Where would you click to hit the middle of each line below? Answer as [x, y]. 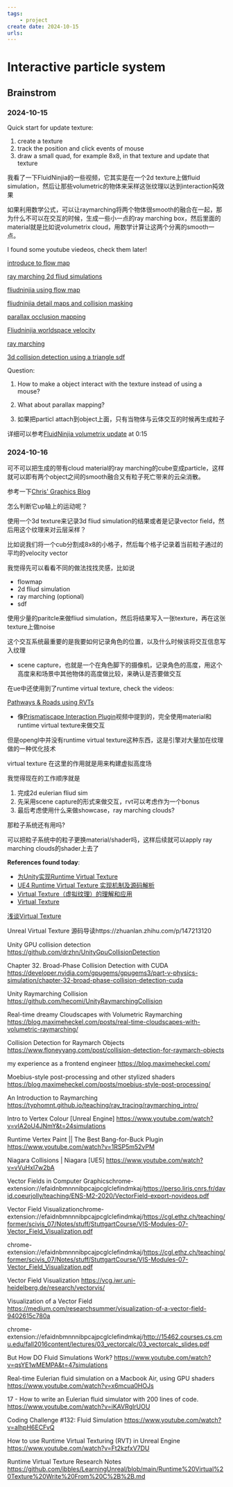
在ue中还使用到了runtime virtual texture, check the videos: [91, 688]
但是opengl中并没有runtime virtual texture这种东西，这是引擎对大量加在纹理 [115, 740]
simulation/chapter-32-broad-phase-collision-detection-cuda [95, 980]
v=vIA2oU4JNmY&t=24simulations [57, 1126]
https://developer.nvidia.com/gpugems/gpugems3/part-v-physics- [103, 973]
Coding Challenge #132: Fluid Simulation [65, 1420]
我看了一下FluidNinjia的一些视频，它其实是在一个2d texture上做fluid [104, 178]
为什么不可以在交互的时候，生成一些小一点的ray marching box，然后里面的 [114, 219]
